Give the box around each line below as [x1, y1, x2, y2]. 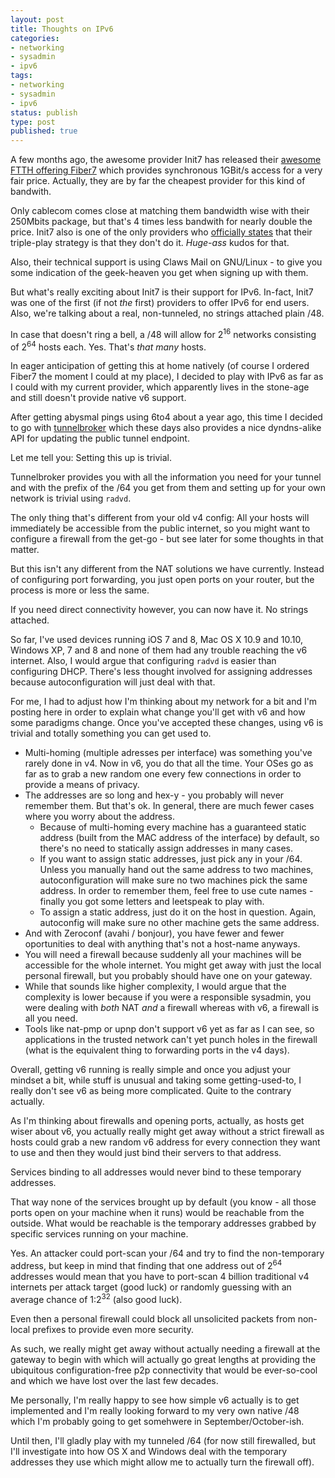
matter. [10, 544, 40, 556]
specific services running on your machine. [10, 1228, 189, 1240]
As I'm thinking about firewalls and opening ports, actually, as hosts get [10, 1115, 305, 1127]
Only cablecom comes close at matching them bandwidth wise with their [10, 205, 310, 217]
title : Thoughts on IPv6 [10, 24, 114, 34]
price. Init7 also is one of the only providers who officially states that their [10, 226, 313, 238]
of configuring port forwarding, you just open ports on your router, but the [10, 574, 315, 586]
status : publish [10, 107, 78, 118]
